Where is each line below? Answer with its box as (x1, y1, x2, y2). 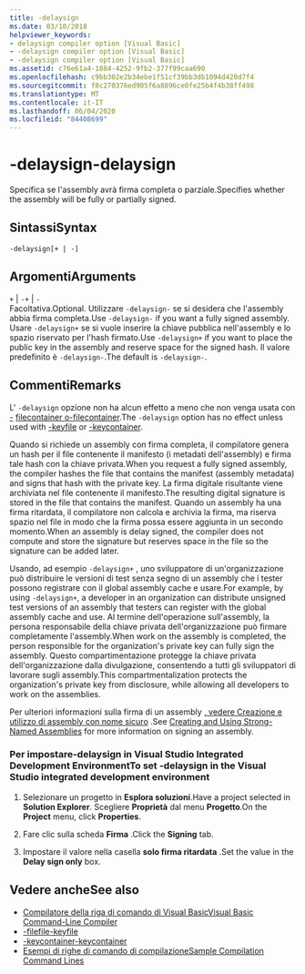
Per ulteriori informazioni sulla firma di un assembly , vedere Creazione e (9, 706, 282, 717)
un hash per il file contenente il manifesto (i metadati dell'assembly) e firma (9, 448, 291, 460)
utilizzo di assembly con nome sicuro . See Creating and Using (9, 715, 242, 726)
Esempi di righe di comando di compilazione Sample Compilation (22, 945, 264, 956)
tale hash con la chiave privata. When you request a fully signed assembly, (9, 458, 288, 469)
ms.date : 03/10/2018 (9, 22, 88, 31)
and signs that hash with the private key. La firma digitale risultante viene (9, 477, 284, 488)
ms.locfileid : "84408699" (9, 115, 107, 124)
